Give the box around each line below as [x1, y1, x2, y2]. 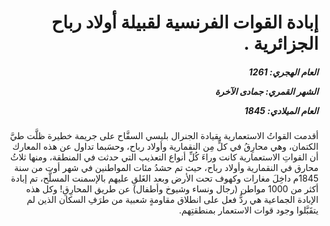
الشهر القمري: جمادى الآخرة [214, 85, 319, 97]
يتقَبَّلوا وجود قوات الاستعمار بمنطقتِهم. [178, 204, 319, 216]
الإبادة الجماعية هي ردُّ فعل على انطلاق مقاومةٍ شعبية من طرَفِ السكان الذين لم [26, 194, 319, 206]
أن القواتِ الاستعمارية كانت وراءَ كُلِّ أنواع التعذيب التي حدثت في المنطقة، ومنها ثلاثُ [10, 151, 319, 163]
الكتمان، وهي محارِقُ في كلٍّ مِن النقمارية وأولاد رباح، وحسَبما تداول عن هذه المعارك [12, 141, 319, 153]
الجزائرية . [243, 32, 319, 55]
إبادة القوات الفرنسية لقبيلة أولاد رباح [51, 11, 319, 34]
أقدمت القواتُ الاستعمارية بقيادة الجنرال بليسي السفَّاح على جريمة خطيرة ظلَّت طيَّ [9, 130, 319, 142]
